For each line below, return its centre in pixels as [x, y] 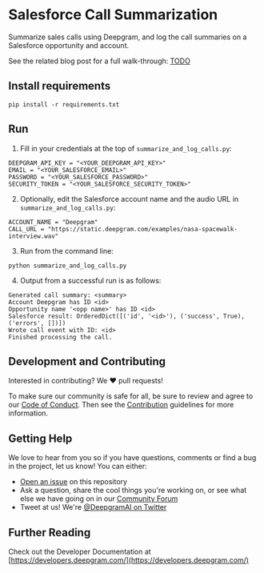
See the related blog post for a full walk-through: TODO [99, 61]
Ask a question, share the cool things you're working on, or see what [133, 491]
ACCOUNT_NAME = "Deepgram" [53, 222]
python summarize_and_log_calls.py [68, 266]
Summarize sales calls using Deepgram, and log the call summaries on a [128, 37]
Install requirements [60, 86]
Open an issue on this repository [74, 482]
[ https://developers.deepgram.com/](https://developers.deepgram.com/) [129, 560]
